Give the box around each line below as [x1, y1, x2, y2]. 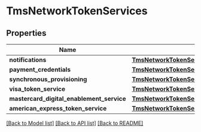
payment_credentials [9, 66, 71, 73]
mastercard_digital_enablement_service [9, 94, 126, 103]
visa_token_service [9, 85, 66, 93]
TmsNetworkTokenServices [6, 4, 148, 18]
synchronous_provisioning [9, 75, 87, 83]
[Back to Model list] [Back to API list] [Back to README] [6, 119, 144, 127]
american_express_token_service [9, 105, 107, 112]
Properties [6, 28, 47, 38]
